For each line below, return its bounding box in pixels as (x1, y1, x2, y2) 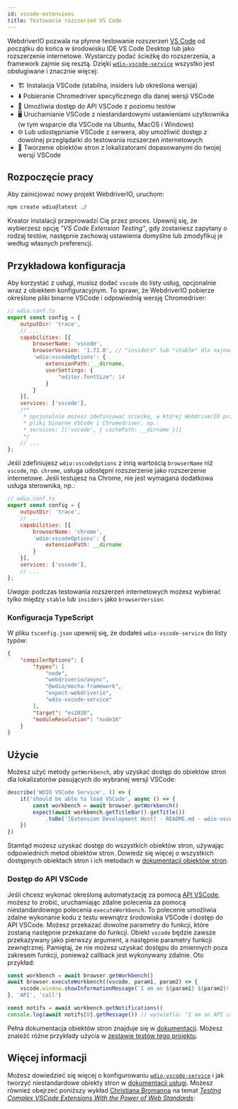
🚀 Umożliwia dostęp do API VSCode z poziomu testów (17, 102, 176, 110)
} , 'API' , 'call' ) (7, 992, 62, 999)
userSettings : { (45, 366, 93, 373)
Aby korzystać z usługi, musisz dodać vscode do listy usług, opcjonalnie (7, 278, 217, 287)
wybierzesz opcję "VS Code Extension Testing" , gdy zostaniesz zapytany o (7, 224, 228, 233)
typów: (7, 636, 28, 645)
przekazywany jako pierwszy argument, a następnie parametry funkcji (7, 935, 212, 944)
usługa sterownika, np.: (7, 481, 76, 490)
